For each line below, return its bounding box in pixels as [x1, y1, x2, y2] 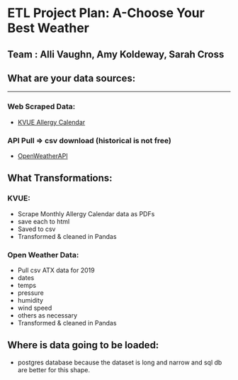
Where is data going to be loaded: [7, 339, 159, 352]
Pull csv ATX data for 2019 [17, 266, 95, 274]
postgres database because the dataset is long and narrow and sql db [17, 358, 222, 367]
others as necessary [17, 311, 78, 320]
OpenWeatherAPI [17, 151, 69, 160]
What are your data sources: [7, 72, 136, 84]
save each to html [17, 217, 70, 225]
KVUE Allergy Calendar [17, 118, 86, 126]
